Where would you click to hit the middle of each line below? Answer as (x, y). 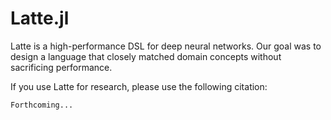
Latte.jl (40, 18)
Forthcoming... (42, 105)
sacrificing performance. (61, 67)
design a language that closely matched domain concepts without (146, 56)
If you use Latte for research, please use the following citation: (139, 86)
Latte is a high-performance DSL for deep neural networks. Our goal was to (166, 46)
